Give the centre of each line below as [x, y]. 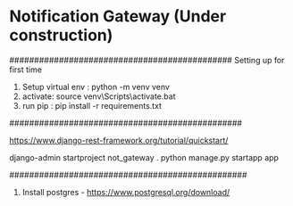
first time [26, 70]
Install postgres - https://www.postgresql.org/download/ [126, 192]
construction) [61, 35]
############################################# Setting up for [147, 60]
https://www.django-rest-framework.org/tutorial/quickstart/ [119, 140]
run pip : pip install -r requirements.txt [92, 105]
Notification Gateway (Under [118, 16]
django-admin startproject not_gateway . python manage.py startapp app [144, 157]
